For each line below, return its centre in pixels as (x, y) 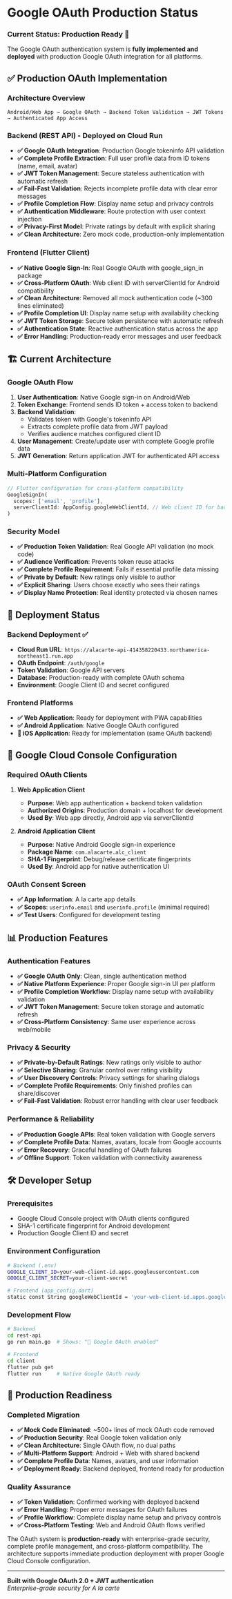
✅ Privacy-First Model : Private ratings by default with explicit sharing (116, 226)
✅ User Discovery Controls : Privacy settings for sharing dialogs (108, 1078)
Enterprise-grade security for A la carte (64, 1588)
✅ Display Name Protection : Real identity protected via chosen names (117, 593)
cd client (21, 1361)
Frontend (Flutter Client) (49, 253)
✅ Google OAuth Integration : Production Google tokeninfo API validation (120, 150)
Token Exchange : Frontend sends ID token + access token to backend (117, 404)
